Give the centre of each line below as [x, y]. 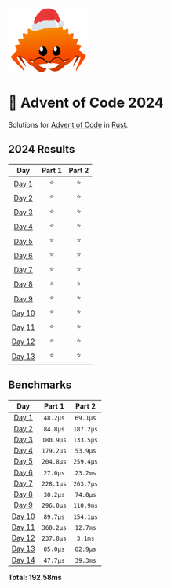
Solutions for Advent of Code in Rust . [68, 124]
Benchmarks [40, 385]
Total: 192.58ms [35, 577]
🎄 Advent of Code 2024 [86, 103]
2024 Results [42, 149]
